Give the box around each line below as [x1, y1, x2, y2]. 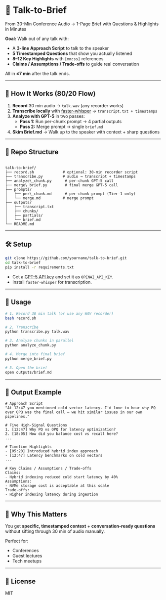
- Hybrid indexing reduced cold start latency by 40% [5, 474, 119, 480]
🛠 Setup [5, 240, 32, 249]
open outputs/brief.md [5, 370, 52, 375]
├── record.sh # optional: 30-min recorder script [5, 170, 138, 174]
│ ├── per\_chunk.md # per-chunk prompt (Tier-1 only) [5, 191, 136, 196]
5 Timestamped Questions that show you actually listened [12, 50, 132, 56]
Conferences [12, 548, 39, 554]
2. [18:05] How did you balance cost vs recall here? [5, 431, 119, 436]
